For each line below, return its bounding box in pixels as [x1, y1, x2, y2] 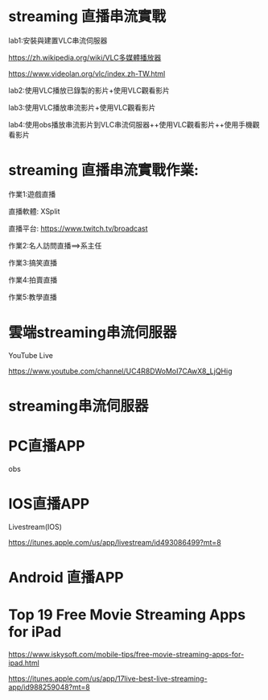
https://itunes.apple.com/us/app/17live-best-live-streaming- [8, 674, 208, 683]
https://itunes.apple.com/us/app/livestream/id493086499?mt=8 [8, 537, 221, 547]
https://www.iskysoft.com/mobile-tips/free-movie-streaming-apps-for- [8, 650, 245, 659]
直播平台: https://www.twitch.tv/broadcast [8, 223, 148, 233]
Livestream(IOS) [8, 522, 63, 531]
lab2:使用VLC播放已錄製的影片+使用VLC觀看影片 [8, 85, 171, 95]
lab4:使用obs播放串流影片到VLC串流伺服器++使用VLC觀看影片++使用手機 [8, 119, 254, 129]
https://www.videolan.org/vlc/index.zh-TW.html [8, 69, 166, 78]
